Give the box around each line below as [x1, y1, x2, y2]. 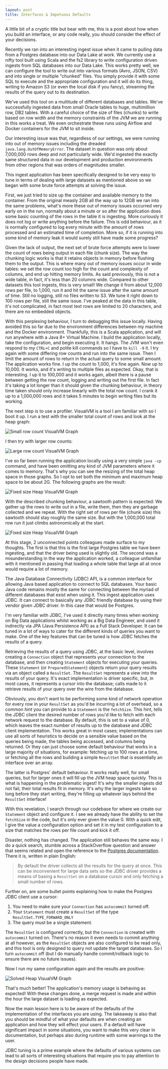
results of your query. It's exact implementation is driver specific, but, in [5, 675, 154, 681]
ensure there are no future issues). [5, 955, 77, 962]
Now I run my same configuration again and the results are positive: [5, 966, 145, 972]
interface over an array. [5, 760, 54, 766]
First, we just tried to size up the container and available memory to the [5, 192, 152, 198]
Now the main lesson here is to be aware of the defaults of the [5, 1005, 134, 1011]
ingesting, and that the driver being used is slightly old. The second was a [5, 550, 158, 556]
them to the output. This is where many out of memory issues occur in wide [5, 260, 161, 266]
